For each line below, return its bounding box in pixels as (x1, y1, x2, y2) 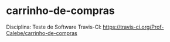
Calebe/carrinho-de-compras (6, 29, 78, 36)
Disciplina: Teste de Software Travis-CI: (6, 23, 102, 30)
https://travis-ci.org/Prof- (102, 23, 164, 30)
